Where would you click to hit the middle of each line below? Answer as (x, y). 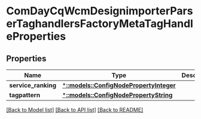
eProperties (36, 36)
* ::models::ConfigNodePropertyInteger (119, 85)
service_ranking (33, 85)
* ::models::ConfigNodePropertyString (117, 95)
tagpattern (25, 95)
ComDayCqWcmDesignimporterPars (100, 11)
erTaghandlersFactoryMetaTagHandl (100, 24)
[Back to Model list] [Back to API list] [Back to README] (75, 110)
